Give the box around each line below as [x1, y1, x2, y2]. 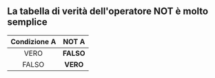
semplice [7, 17, 48, 28]
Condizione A [10, 37, 57, 46]
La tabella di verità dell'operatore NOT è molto [7, 6, 209, 17]
